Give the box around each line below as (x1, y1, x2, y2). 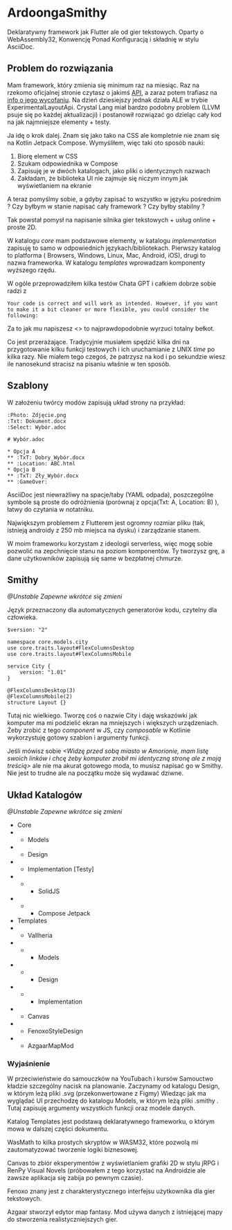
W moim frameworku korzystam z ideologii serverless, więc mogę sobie (7, 539, 213, 548)
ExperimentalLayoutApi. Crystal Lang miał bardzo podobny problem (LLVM (7, 102, 220, 112)
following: (7, 312, 39, 319)
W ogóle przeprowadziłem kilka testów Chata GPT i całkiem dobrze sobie (7, 279, 217, 287)
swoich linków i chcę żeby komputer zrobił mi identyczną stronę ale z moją (7, 754, 222, 763)
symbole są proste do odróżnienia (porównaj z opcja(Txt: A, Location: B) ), (7, 497, 220, 506)
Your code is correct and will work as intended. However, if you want (7, 300, 218, 307)
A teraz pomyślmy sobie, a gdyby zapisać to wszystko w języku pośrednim (7, 195, 222, 203)
